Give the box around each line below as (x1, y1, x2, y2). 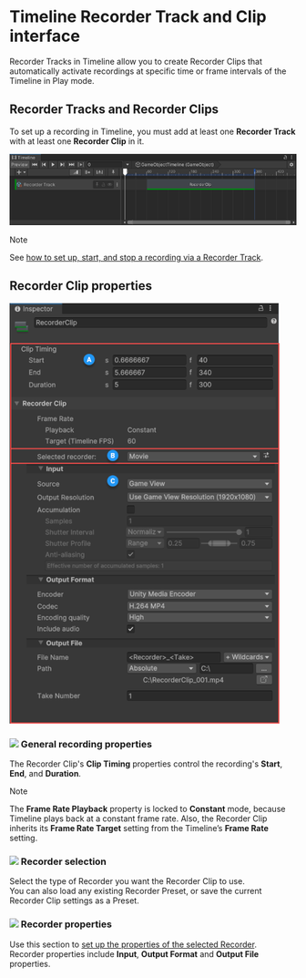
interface (9, 26, 80, 46)
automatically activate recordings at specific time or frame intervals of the (9, 66, 287, 77)
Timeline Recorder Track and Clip (9, 6, 267, 27)
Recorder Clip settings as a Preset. (9, 895, 139, 906)
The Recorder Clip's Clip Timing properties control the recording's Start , (9, 758, 283, 769)
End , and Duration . (9, 768, 82, 779)
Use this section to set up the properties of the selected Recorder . (9, 939, 258, 950)
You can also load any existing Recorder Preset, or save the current (9, 886, 262, 897)
